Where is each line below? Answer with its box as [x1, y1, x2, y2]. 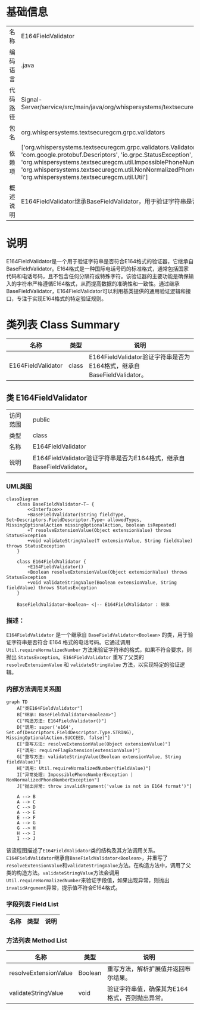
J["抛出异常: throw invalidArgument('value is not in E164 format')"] [17, 783, 192, 789]
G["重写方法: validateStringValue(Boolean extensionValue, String [17, 753, 182, 760]
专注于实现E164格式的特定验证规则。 [16, 295, 107, 302]
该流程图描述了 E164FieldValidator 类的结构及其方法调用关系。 [6, 846, 159, 854]
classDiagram [6, 496, 39, 502]
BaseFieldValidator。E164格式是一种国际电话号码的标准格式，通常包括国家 [6, 265, 189, 272]
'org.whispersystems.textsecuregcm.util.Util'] [21, 173, 148, 181]
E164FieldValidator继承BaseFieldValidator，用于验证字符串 [21, 197, 186, 205]
